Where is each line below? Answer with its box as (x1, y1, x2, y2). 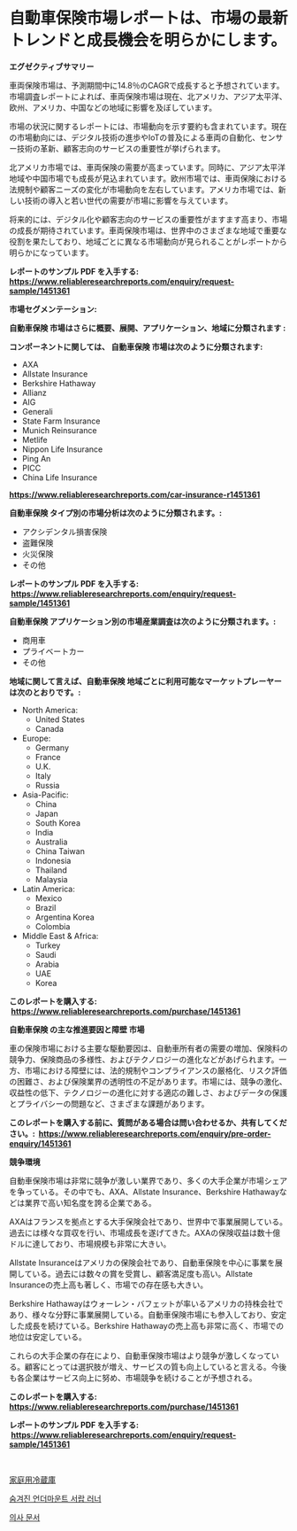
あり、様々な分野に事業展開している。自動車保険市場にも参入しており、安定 (9, 1309, 287, 1320)
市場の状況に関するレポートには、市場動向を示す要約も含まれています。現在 (9, 120, 287, 131)
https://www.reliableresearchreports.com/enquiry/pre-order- (38, 1128, 271, 1139)
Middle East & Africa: (21, 930, 99, 941)
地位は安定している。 (9, 1331, 87, 1342)
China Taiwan (34, 845, 86, 856)
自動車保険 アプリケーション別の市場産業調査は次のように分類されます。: (9, 616, 277, 626)
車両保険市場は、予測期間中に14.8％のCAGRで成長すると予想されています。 (9, 80, 285, 90)
